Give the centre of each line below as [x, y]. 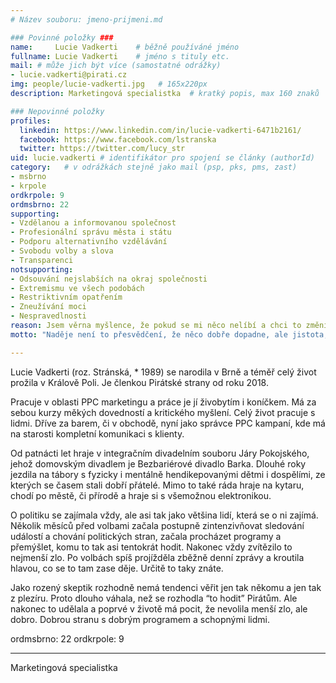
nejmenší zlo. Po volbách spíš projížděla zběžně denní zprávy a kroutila [157, 557]
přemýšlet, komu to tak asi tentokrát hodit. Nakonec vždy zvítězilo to [151, 547]
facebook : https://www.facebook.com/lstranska [118, 139]
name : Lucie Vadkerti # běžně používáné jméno [125, 47]
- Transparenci [42, 260]
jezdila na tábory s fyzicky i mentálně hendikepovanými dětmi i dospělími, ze [168, 474]
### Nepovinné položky [57, 111]
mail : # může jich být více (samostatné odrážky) [116, 66]
